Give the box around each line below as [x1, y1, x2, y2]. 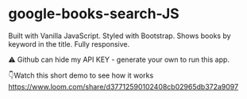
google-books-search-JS [8, 5, 180, 23]
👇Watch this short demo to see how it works [8, 70, 154, 80]
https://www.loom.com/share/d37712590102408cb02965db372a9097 [8, 82, 239, 91]
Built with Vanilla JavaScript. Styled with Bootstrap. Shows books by [8, 31, 232, 40]
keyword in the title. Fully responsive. [8, 39, 130, 48]
